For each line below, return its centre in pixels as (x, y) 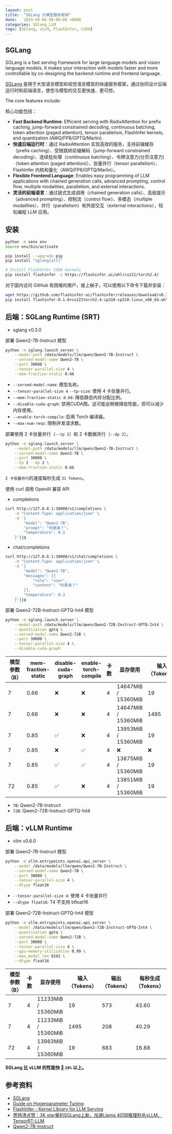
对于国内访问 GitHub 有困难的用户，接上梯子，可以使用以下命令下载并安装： (86, 285)
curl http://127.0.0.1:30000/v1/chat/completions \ (61, 557)
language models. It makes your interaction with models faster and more (82, 68)
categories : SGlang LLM (31, 24)
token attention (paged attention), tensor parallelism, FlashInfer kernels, (88, 132)
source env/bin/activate (32, 247)
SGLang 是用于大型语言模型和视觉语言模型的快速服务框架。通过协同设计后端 (86, 84)
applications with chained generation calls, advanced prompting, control (89, 181)
